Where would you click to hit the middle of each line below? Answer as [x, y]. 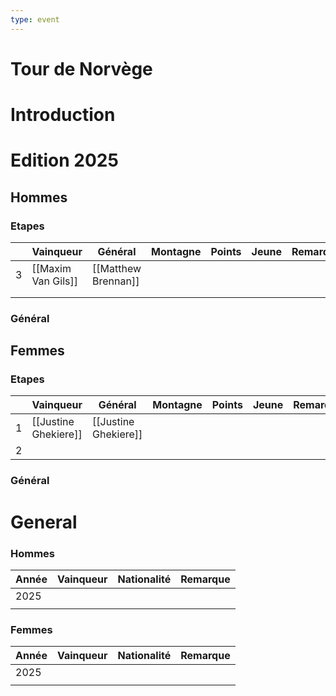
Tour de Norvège [81, 68]
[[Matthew [117, 268]
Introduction [63, 115]
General [44, 522]
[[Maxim [51, 268]
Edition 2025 [64, 160]
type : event [35, 19]
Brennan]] [116, 281]
